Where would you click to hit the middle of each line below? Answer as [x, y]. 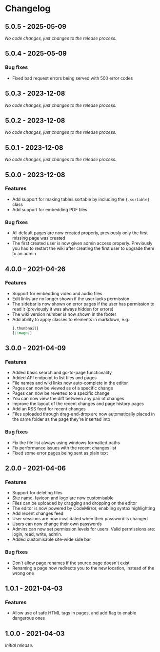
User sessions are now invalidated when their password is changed [80, 519]
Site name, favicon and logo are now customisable [63, 498]
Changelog [28, 9]
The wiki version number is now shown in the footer [64, 314]
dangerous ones [29, 618]
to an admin [24, 254]
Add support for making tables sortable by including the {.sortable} [81, 199]
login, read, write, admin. [37, 534]
